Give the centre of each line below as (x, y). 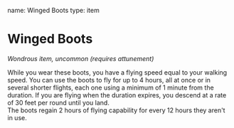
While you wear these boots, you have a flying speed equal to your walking (117, 72)
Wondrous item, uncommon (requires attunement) (81, 58)
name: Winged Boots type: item (53, 10)
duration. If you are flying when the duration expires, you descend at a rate (117, 95)
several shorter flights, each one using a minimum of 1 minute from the (111, 87)
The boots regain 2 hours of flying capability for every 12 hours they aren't (116, 110)
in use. (17, 117)
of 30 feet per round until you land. (59, 102)
